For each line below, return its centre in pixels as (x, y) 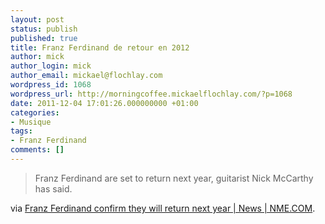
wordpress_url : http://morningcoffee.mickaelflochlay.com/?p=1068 (151, 94)
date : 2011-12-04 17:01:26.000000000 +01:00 (104, 103)
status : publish (44, 29)
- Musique (31, 122)
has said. (53, 188)
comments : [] (37, 150)
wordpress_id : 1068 (51, 85)
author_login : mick (51, 66)
